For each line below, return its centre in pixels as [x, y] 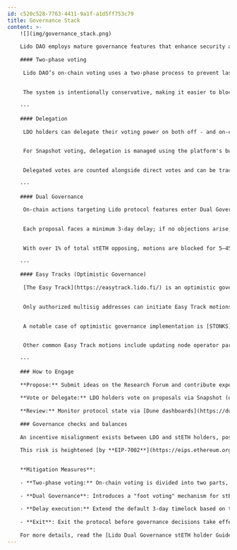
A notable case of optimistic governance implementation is [113, 326]
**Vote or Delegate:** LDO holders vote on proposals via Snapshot [121, 398]
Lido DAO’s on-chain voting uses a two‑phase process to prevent [121, 73]
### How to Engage [47, 372]
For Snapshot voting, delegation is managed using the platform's [122, 151]
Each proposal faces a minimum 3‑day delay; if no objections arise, [127, 229]
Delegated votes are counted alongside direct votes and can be [120, 171]
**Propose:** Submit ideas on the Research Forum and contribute [118, 385]
